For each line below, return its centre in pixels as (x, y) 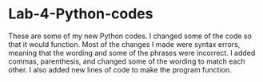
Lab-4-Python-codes (81, 14)
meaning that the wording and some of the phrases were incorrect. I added (132, 53)
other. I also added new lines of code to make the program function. (120, 69)
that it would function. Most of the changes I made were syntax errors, (124, 44)
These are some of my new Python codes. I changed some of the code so (130, 36)
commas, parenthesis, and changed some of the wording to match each (127, 61)
